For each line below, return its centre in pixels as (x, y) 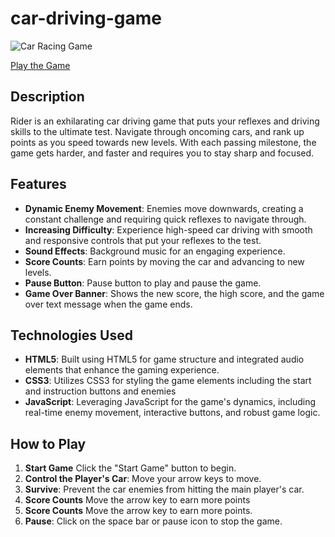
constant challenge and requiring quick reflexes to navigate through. (165, 219)
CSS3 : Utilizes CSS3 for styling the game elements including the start (168, 381)
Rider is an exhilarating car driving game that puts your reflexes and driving (165, 121)
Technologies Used (71, 335)
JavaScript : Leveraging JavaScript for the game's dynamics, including (170, 402)
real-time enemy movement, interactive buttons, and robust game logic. (172, 413)
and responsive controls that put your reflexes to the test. (143, 240)
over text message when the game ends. (108, 304)
